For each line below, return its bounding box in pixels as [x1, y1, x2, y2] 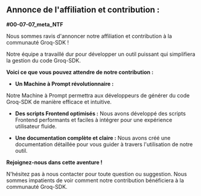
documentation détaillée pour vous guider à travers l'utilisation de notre [14, 141, 193, 148]
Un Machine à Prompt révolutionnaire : [14, 80, 114, 87]
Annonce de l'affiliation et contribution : [6, 5, 160, 15]
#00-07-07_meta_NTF [6, 20, 63, 28]
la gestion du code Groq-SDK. [6, 57, 81, 64]
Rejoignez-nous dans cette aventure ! [6, 159, 103, 166]
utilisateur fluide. [14, 123, 57, 130]
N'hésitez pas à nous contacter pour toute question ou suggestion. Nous [6, 170, 187, 177]
